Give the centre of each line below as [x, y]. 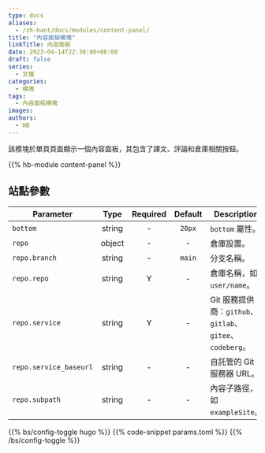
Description [236, 214]
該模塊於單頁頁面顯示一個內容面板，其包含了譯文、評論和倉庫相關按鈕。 [125, 149]
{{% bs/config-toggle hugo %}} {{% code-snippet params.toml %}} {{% [125, 432]
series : [21, 67]
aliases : [22, 23]
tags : [17, 96]
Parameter [53, 214]
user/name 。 [232, 284]
